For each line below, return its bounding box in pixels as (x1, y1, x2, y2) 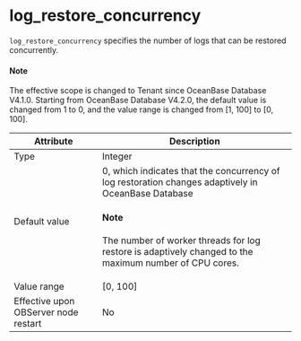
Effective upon (13, 294, 75, 307)
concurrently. (9, 44, 59, 55)
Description (168, 136, 221, 148)
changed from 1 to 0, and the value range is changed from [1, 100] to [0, (9, 104, 274, 115)
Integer (101, 150, 133, 162)
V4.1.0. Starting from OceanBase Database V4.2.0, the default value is (9, 95, 267, 106)
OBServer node (13, 306, 79, 319)
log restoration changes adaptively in (101, 176, 258, 188)
